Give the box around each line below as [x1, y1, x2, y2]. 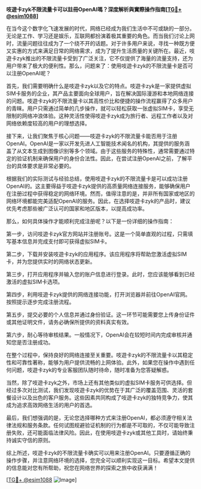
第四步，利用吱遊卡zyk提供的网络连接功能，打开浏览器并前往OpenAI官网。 [6, 291, 191, 298]
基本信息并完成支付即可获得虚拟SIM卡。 [11, 238, 111, 244]
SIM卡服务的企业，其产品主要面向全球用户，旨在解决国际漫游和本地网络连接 [6, 90, 194, 97]
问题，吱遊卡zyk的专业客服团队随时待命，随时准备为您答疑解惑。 [11, 366, 172, 373]
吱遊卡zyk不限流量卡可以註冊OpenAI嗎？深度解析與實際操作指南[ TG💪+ [6, 6, 182, 13]
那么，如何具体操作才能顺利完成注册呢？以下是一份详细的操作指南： [6, 218, 174, 225]
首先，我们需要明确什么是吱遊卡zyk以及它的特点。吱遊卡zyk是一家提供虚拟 [6, 82, 191, 89]
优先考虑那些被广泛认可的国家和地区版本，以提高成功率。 [6, 205, 148, 212]
